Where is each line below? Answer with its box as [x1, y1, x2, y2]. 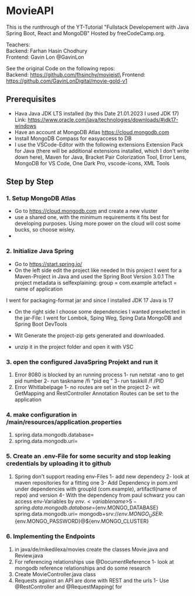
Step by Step [6, 177, 54, 187]
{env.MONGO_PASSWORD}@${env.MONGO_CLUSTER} [14, 517, 149, 525]
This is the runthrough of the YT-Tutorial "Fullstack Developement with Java [6, 23, 189, 30]
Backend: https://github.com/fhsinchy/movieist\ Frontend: [6, 71, 146, 78]
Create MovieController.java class [14, 570, 96, 578]
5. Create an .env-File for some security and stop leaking [6, 452, 171, 461]
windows [14, 122, 37, 130]
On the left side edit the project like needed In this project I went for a [14, 267, 182, 274]
